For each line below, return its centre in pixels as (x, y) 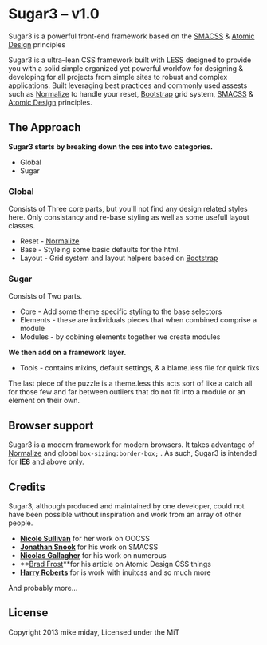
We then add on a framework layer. (67, 353)
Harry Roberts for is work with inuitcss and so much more (115, 572)
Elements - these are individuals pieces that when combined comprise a (138, 320)
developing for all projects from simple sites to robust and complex (118, 77)
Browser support (51, 425)
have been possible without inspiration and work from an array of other (125, 514)
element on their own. (44, 401)
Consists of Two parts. (45, 296)
